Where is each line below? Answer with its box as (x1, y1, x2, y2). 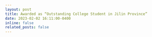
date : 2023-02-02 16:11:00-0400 (5, 16, 71, 21)
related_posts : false (5, 25, 49, 30)
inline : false (5, 20, 34, 25)
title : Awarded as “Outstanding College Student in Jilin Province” (5, 12, 148, 16)
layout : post (5, 7, 32, 12)
